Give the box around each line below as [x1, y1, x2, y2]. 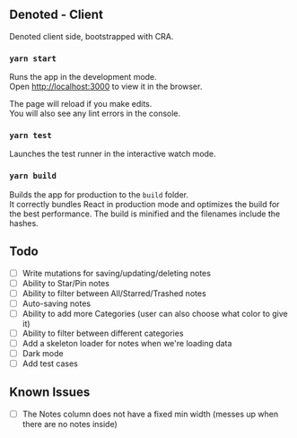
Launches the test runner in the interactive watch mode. [9, 148, 217, 160]
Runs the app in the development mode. [9, 72, 157, 83]
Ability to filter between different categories [22, 328, 184, 338]
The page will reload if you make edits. [9, 99, 153, 109]
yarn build [9, 171, 57, 181]
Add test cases [22, 358, 78, 369]
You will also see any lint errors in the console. [9, 108, 181, 119]
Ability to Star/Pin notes [22, 277, 110, 288]
